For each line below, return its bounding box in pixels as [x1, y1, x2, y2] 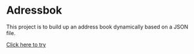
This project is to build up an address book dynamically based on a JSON [6, 23, 189, 30]
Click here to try [6, 41, 46, 48]
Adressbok [6, 4, 62, 17]
